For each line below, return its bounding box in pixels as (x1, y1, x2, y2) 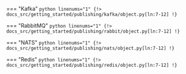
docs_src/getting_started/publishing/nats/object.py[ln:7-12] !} (6, 45, 174, 51)
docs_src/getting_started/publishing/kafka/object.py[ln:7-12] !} (6, 11, 178, 17)
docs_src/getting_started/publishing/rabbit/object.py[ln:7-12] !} (6, 28, 181, 34)
